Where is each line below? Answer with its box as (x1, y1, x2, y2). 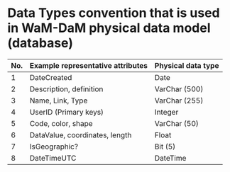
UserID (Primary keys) (29, 107, 104, 117)
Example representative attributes (29, 60, 148, 70)
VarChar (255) (154, 96, 204, 105)
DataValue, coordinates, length (29, 130, 132, 139)
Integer (154, 107, 179, 117)
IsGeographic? (29, 142, 79, 151)
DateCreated (29, 72, 72, 82)
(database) (7, 35, 73, 51)
